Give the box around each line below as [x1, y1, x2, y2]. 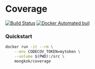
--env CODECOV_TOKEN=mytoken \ [14, 49, 81, 54]
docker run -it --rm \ [5, 44, 53, 50]
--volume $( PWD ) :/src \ [14, 54, 65, 59]
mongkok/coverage [14, 58, 51, 64]
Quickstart [5, 33, 33, 40]
